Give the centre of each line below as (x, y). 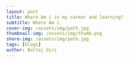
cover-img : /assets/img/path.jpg (48, 28)
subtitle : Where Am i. (34, 22)
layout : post (22, 12)
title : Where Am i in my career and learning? (65, 17)
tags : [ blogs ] (24, 45)
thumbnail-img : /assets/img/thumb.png (54, 34)
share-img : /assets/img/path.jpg (48, 39)
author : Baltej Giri (32, 50)
